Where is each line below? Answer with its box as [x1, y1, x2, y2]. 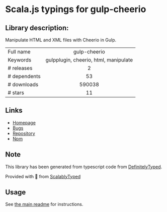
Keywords [8, 56, 32, 63]
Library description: [5, 24, 69, 32]
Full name [8, 48, 31, 55]
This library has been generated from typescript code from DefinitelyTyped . [5, 164, 162, 170]
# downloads [8, 81, 39, 88]
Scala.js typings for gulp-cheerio [5, 4, 146, 15]
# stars [8, 89, 24, 96]
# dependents [8, 73, 41, 80]
